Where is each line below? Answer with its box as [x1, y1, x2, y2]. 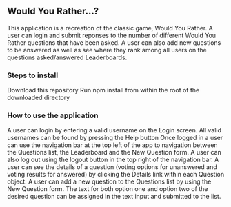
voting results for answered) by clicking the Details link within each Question [7, 170, 225, 179]
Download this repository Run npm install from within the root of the [7, 86, 200, 95]
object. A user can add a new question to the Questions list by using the [7, 177, 212, 186]
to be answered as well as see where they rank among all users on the [7, 46, 207, 54]
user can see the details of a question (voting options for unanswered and [7, 163, 217, 171]
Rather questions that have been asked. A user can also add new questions [7, 38, 221, 47]
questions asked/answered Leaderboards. [7, 53, 128, 61]
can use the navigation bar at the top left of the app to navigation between [7, 141, 219, 149]
